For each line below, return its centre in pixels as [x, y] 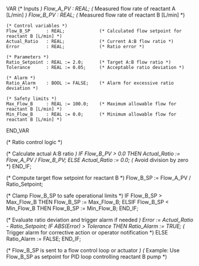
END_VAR [18, 131]
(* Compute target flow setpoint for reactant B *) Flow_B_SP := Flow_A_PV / [99, 178]
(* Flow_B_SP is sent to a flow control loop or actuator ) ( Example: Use [93, 250]
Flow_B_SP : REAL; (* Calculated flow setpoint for [94, 31]
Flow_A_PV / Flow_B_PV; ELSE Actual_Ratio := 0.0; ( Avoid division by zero [97, 160]
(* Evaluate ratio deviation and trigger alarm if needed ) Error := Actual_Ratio [100, 220]
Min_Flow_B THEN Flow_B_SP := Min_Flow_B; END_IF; [72, 208]
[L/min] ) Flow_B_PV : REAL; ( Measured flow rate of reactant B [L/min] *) [96, 15]
